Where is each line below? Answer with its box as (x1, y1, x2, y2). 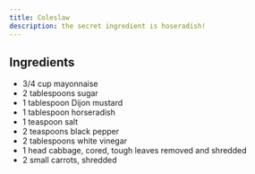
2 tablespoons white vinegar (21, 135, 128, 146)
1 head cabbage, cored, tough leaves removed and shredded (21, 145, 247, 156)
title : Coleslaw (9, 13, 70, 22)
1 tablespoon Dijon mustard (21, 98, 123, 109)
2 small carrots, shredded (21, 154, 117, 166)
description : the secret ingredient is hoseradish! (9, 22, 206, 30)
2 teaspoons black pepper (21, 126, 119, 137)
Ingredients (9, 55, 75, 70)
